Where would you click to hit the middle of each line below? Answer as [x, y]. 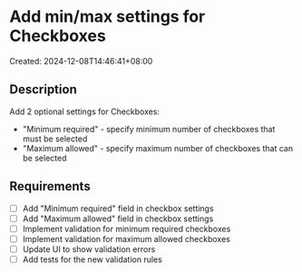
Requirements [50, 186]
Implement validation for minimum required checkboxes [127, 228]
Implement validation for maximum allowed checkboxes [127, 238]
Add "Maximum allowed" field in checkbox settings [118, 219]
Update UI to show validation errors [89, 249]
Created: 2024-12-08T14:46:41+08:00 [81, 61]
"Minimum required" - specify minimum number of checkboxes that [149, 129]
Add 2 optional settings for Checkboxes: [85, 112]
